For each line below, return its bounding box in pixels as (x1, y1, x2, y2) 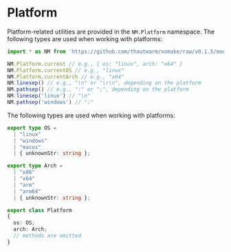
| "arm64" (13, 187, 41, 195)
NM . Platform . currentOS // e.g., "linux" (7, 67, 125, 73)
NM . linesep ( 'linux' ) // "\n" (7, 93, 91, 100)
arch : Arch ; (13, 226, 48, 233)
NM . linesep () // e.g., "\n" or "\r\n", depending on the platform (7, 80, 201, 87)
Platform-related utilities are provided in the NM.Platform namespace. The (7, 27, 215, 36)
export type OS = (7, 124, 57, 131)
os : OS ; (13, 220, 36, 227)
